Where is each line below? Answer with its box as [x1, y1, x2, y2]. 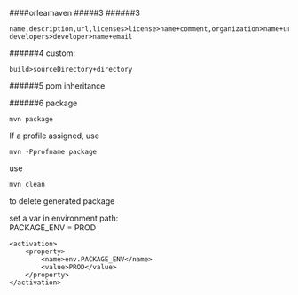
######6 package [9, 97, 78, 108]
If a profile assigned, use [9, 130, 100, 141]
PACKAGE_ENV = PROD [9, 222, 97, 233]
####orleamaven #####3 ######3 [9, 8, 140, 18]
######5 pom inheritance [9, 81, 106, 91]
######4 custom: [9, 48, 75, 58]
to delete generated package [9, 196, 115, 206]
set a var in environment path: [9, 213, 119, 223]
